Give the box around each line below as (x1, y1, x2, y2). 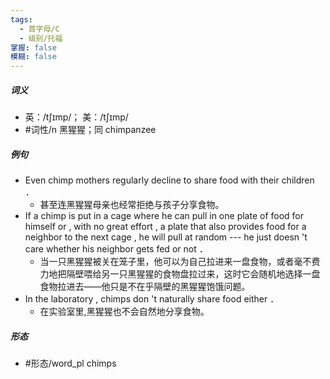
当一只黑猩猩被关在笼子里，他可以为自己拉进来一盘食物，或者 (39, 256, 295, 268)
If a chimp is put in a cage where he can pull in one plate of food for (24, 210, 305, 222)
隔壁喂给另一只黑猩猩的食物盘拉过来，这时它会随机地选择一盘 (66, 268, 321, 280)
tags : (10, 14, 33, 25)
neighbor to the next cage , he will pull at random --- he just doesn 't (24, 231, 308, 243)
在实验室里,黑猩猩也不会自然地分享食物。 (39, 306, 210, 318)
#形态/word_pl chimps (24, 357, 117, 370)
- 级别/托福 (19, 33, 63, 43)
